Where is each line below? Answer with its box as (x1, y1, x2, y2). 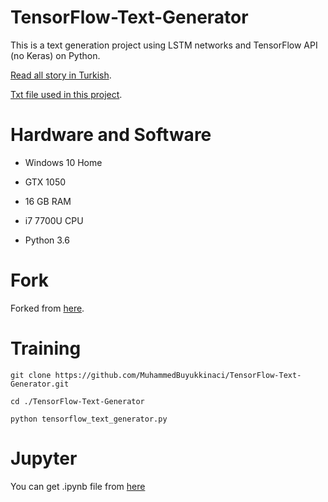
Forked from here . (10, 302, 85, 314)
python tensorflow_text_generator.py (10, 414, 168, 424)
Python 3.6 (24, 234, 70, 246)
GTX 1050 (24, 176, 67, 188)
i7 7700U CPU (24, 214, 84, 226)
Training (10, 337, 82, 360)
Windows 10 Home (24, 156, 103, 168)
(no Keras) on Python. (10, 49, 101, 61)
